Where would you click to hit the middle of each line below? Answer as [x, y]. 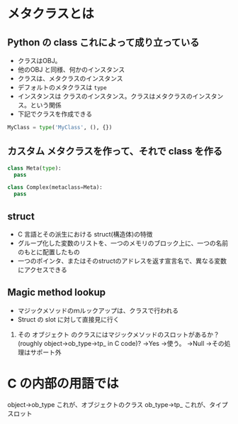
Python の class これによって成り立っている [103, 42]
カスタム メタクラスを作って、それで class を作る [115, 152]
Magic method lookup [57, 292]
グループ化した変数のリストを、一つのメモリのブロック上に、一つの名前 [123, 243]
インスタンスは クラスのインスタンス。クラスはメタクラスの [105, 96]
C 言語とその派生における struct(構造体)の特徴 [85, 234]
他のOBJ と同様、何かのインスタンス [71, 70]
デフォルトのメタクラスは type [62, 87]
